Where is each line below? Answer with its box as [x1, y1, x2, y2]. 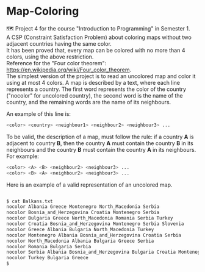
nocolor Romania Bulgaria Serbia [6, 243, 92, 249]
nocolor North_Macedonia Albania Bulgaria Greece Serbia [6, 238, 154, 244]
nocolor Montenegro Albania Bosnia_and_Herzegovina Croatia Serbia [6, 232, 182, 238]
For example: [6, 152, 40, 160]
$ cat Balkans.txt [6, 198, 53, 204]
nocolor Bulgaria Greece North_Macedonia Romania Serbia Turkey [6, 215, 173, 221]
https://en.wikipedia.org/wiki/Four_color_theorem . [6, 66, 132, 73]
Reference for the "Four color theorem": [6, 59, 107, 66]
